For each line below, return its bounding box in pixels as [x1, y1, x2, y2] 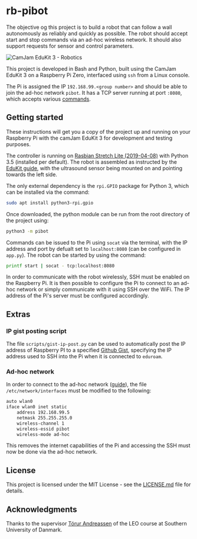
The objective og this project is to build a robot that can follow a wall [6, 24, 172, 31]
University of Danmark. [6, 526, 63, 534]
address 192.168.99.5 [17, 409, 70, 416]
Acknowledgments [6, 504, 78, 514]
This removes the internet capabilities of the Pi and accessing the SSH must [6, 442, 191, 449]
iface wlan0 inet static [6, 404, 67, 410]
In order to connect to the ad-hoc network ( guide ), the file [6, 381, 147, 388]
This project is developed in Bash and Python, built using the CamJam [6, 65, 177, 72]
